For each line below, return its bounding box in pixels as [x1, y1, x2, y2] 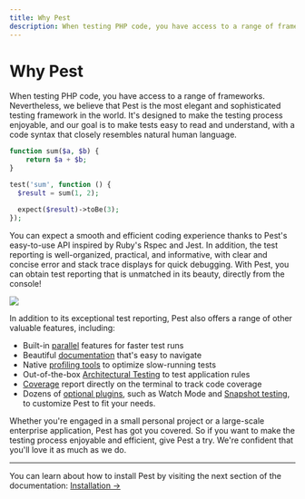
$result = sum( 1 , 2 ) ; [17, 188, 100, 198]
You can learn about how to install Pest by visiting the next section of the [9, 470, 282, 481]
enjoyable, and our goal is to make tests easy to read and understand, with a [9, 120, 295, 131]
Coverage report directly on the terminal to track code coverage [22, 378, 262, 389]
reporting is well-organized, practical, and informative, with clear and [9, 249, 268, 259]
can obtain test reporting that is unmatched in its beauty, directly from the [9, 269, 285, 279]
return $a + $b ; [25, 155, 88, 164]
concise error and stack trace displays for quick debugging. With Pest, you [9, 259, 290, 269]
